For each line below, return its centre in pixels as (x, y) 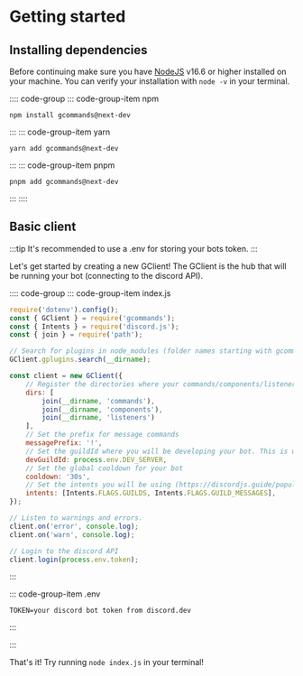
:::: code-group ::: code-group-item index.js (90, 293)
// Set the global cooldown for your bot (104, 468)
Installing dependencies (78, 50)
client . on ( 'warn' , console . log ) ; (72, 534)
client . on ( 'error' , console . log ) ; (74, 526)
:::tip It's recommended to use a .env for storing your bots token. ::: (133, 248)
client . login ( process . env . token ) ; (74, 560)
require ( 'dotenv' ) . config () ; (64, 310)
